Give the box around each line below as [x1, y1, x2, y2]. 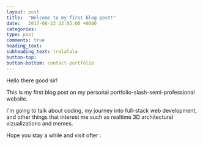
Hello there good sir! [6, 77, 58, 84]
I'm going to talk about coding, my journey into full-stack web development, [6, 107, 197, 114]
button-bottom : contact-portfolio [6, 60, 95, 66]
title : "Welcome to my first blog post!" [6, 15, 116, 21]
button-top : [6, 54, 37, 60]
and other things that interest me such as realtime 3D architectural [6, 113, 174, 121]
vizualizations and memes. [6, 119, 73, 127]
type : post [6, 32, 34, 38]
